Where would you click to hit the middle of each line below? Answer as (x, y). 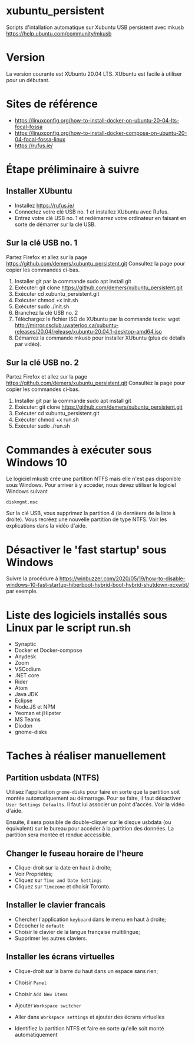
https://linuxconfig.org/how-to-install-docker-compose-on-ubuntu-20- (101, 133)
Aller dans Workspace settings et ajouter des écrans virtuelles (90, 1017)
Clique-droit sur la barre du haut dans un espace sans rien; (86, 971)
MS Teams (28, 719)
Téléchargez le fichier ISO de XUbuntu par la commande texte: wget (97, 319)
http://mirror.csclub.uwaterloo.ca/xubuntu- (67, 325)
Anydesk (25, 657)
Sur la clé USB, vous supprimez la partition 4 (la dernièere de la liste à (91, 513)
